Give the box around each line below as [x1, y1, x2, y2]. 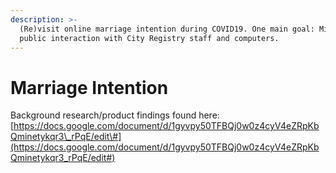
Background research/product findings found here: [10, 109, 220, 121]
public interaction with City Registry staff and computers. [19, 33, 280, 43]
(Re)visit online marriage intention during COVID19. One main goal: [19, 24, 315, 34]
